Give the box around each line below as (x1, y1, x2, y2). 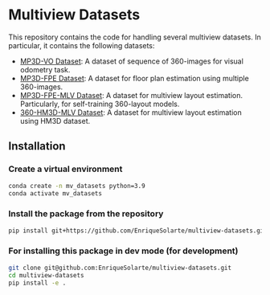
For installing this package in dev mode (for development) (8, 245, 239, 256)
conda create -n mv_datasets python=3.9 (8, 182, 146, 190)
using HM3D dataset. (19, 116, 91, 125)
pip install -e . (8, 279, 67, 287)
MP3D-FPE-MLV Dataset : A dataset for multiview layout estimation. (19, 90, 243, 100)
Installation (8, 139, 66, 154)
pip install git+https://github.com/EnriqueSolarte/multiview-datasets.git (8, 227, 268, 235)
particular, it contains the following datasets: (8, 40, 155, 50)
